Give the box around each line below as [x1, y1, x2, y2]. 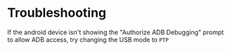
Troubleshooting [7, 5, 107, 21]
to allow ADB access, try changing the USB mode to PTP [7, 35, 169, 43]
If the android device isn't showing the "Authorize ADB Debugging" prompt [7, 28, 224, 36]
